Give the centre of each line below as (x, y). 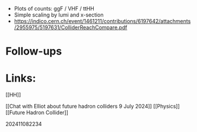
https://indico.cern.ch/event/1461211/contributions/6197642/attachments (102, 21)
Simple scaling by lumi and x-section (59, 15)
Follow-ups (34, 51)
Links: (21, 78)
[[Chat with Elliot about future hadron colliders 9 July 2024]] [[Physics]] (93, 107)
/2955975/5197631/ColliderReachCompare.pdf (70, 27)
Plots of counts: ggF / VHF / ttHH (54, 9)
